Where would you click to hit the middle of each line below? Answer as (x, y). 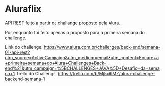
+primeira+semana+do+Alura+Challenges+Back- (55, 63)
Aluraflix (23, 9)
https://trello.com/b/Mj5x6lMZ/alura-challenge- (106, 73)
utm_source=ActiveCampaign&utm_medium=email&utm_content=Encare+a (82, 57)
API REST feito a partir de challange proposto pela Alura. (63, 23)
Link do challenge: (24, 47)
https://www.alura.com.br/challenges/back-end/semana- (102, 47)
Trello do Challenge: (36, 73)
